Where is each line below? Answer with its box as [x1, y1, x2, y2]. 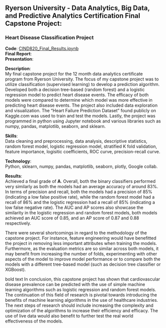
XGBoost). [5, 266, 26, 272]
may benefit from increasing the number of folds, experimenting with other [5, 250, 157, 256]
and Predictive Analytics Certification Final [5, 12, 140, 20]
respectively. [5, 220, 31, 226]
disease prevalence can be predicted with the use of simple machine [5, 281, 146, 287]
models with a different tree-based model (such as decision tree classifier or [5, 261, 161, 267]
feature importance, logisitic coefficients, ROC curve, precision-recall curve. [5, 148, 161, 155]
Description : [5, 65, 31, 71]
